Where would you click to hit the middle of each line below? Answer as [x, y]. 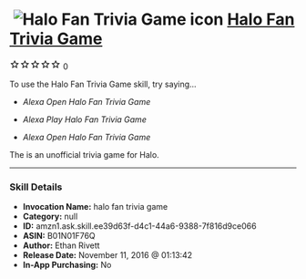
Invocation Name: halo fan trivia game [95, 207]
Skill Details [36, 187]
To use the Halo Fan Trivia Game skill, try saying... [103, 84]
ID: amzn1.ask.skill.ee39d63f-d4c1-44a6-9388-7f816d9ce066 [139, 226]
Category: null [50, 217]
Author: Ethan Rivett [61, 245]
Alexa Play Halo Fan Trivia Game [85, 119]
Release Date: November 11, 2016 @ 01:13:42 [107, 255]
